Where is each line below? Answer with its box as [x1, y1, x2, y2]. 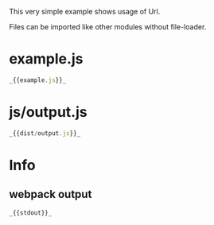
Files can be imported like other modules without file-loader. [9, 22, 207, 31]
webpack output [9, 188, 92, 201]
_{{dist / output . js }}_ [9, 129, 81, 138]
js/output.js [9, 103, 88, 121]
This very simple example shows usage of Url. [9, 7, 161, 16]
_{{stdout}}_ [9, 208, 53, 217]
